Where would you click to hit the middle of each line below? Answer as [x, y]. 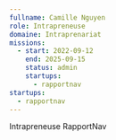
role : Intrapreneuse [48, 26]
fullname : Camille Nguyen [57, 17]
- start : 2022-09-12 [55, 51]
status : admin [51, 68]
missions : [28, 43]
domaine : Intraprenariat [55, 34]
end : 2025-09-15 [56, 59]
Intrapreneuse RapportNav [58, 127]
